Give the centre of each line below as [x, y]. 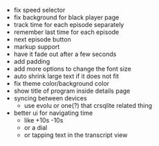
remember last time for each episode [66, 32]
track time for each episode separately [69, 25]
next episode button [42, 39]
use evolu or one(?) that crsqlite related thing [88, 106]
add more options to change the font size [72, 69]
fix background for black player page [66, 17]
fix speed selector [39, 10]
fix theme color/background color [61, 83]
